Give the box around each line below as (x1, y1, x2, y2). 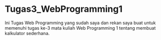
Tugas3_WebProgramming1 (5, 3, 123, 15)
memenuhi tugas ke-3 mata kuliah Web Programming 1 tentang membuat (5, 25, 156, 31)
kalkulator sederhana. (5, 30, 50, 36)
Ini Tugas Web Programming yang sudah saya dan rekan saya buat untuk (5, 20, 156, 26)
